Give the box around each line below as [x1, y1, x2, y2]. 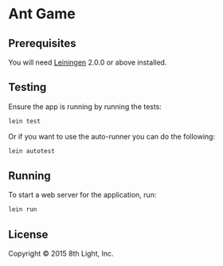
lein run [8, 205, 37, 213]
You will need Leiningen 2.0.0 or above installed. [8, 57, 167, 67]
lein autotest [8, 147, 56, 155]
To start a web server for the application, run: [8, 190, 157, 200]
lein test [8, 117, 41, 125]
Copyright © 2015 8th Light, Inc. [8, 248, 114, 259]
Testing [8, 80, 47, 94]
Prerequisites [8, 37, 76, 50]
